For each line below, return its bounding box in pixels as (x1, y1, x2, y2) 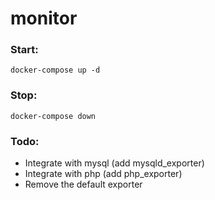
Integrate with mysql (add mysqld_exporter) (24, 157, 205, 169)
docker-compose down (10, 111, 97, 121)
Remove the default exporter (24, 178, 143, 191)
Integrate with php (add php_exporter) (24, 168, 183, 180)
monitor (10, 7, 78, 30)
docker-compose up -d (10, 65, 101, 76)
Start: (10, 43, 39, 57)
